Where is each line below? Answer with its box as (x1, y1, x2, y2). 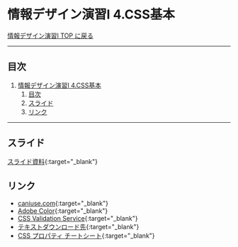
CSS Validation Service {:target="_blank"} (17, 214, 138, 223)
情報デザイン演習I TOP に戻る (7, 31, 93, 40)
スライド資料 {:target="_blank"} (7, 157, 98, 165)
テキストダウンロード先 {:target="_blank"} (17, 223, 140, 231)
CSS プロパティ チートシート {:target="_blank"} (17, 231, 155, 240)
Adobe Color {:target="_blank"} (17, 207, 108, 215)
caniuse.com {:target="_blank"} (17, 199, 108, 208)
